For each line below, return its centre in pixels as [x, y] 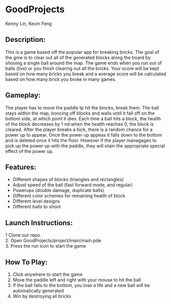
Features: [21, 167]
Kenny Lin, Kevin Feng [29, 24]
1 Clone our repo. [23, 235]
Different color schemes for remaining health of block [69, 196]
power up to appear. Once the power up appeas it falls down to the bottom [84, 135]
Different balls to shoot [37, 207]
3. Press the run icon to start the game [46, 246]
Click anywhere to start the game [47, 274]
